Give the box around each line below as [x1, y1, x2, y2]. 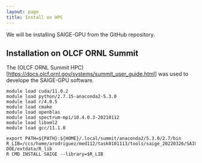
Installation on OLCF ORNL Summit [6, 48, 139, 58]
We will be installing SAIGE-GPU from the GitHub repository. [6, 31, 155, 38]
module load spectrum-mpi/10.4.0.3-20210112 [6, 114, 120, 120]
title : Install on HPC [6, 14, 63, 20]
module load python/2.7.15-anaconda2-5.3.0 [6, 93, 117, 99]
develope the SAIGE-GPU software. [6, 77, 94, 84]
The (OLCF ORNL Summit [6, 64, 70, 71]
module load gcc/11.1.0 [6, 125, 66, 131]
